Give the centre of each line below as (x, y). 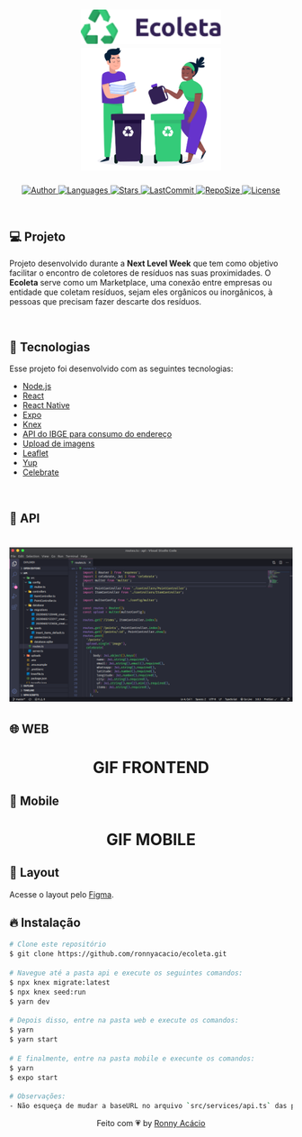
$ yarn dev (30, 1001)
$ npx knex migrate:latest (60, 982)
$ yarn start (34, 1040)
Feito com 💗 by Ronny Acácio (151, 1123)
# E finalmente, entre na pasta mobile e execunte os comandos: (132, 1059)
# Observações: (38, 1096)
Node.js (37, 387)
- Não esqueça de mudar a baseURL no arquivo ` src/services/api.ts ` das (148, 1106)
